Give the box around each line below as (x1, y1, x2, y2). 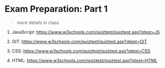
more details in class (16, 20, 59, 25)
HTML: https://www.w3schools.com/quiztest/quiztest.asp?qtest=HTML (11, 57, 158, 63)
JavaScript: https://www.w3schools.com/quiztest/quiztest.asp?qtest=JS (11, 29, 160, 35)
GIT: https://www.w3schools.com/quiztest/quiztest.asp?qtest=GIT (11, 38, 147, 45)
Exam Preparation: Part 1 (4, 3, 108, 15)
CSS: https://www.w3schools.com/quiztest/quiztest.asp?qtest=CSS (11, 48, 151, 54)
